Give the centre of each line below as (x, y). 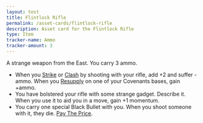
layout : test (23, 12)
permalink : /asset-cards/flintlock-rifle (59, 23)
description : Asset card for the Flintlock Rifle (70, 29)
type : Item (20, 35)
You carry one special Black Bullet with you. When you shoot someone (103, 107)
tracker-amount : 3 (29, 46)
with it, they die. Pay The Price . (54, 113)
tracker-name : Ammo (31, 40)
